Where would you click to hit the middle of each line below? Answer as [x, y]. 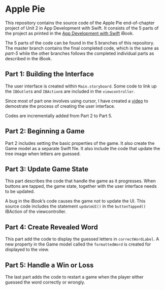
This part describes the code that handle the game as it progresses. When [81, 181]
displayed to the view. [27, 249]
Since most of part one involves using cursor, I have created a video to [77, 101]
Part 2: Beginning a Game [45, 131]
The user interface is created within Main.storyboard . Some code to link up [81, 86]
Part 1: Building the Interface [50, 74]
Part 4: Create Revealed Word [51, 227]
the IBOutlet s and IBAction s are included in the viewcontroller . [70, 91]
